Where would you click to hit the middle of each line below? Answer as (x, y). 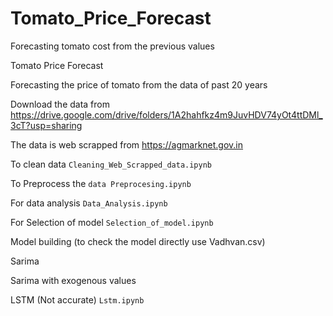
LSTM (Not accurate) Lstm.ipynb (77, 299)
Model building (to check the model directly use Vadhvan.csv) (138, 241)
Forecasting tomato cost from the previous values (112, 46)
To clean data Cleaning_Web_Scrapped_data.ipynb (111, 164)
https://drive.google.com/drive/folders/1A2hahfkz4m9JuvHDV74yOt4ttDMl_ (166, 114)
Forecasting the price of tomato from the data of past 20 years (139, 84)
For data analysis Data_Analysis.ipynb (89, 203)
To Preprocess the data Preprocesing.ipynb (101, 183)
